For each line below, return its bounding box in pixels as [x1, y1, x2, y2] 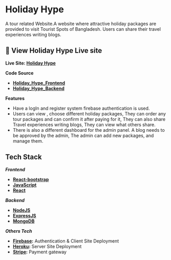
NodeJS [12, 207, 31, 213]
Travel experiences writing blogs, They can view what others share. [12, 122, 156, 128]
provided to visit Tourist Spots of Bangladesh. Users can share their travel [5, 26, 161, 32]
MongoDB [12, 218, 35, 224]
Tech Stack [5, 153, 42, 162]
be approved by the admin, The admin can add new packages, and [12, 132, 154, 138]
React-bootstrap [12, 176, 49, 183]
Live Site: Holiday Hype [5, 60, 56, 66]
